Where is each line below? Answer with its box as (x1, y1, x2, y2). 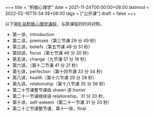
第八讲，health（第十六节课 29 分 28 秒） (12, 75, 97, 80)
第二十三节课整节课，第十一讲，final (12, 106, 86, 111)
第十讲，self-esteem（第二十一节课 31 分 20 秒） (12, 99, 113, 105)
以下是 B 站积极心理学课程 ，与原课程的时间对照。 (5, 21, 105, 27)
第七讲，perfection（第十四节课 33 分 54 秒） (12, 69, 105, 74)
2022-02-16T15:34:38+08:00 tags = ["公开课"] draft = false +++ (5, 10, 136, 16)
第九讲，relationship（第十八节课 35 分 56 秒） (12, 81, 108, 86)
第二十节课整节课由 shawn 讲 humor (12, 87, 86, 93)
